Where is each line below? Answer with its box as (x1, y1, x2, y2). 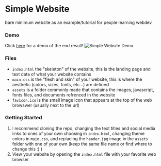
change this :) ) (12, 146, 43, 152)
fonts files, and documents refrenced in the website (12, 92, 115, 98)
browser (12, 156, 29, 162)
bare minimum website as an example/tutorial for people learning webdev (5, 19, 152, 25)
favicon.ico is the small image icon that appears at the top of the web (12, 97, 152, 103)
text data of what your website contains (12, 71, 91, 77)
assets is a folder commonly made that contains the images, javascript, (12, 87, 154, 92)
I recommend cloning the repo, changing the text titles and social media (12, 125, 156, 131)
